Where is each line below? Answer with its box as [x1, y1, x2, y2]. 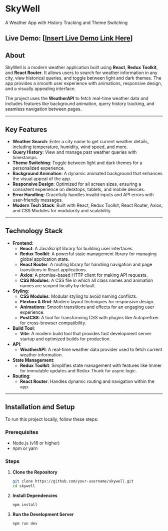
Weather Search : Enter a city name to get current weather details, [12, 138, 149, 144]
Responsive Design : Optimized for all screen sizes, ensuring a [12, 181, 141, 187]
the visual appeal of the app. [12, 176, 71, 182]
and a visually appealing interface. [5, 86, 76, 92]
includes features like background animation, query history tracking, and [5, 101, 155, 107]
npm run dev [12, 521, 37, 526]
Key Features [5, 125, 47, 134]
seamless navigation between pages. [5, 106, 82, 112]
